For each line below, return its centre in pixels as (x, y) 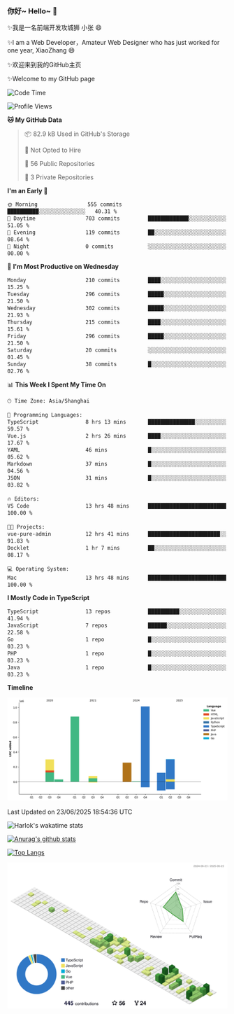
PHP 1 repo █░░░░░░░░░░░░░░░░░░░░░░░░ (117, 654)
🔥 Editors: (23, 499)
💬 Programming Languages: (45, 415)
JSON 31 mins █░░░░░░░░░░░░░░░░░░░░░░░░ (117, 478)
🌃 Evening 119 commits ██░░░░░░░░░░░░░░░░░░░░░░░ (117, 232)
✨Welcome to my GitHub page (51, 79)
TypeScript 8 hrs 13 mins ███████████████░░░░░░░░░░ (117, 422)
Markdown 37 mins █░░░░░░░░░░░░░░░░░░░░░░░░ (117, 464)
